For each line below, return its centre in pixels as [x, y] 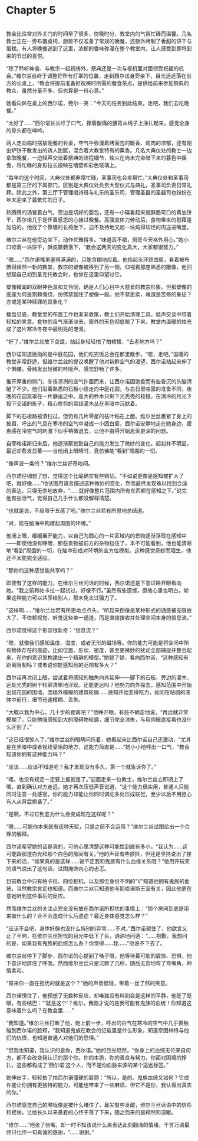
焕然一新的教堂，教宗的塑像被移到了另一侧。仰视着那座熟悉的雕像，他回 [104, 267]
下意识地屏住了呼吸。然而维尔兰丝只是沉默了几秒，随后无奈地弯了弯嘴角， [96, 963]
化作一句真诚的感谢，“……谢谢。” [55, 1132]
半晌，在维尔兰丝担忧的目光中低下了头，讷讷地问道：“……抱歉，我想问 [102, 935]
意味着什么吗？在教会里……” [40, 1010]
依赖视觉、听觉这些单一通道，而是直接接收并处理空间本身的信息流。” [109, 617]
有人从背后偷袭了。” [29, 801]
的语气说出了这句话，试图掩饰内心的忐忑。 [58, 868]
